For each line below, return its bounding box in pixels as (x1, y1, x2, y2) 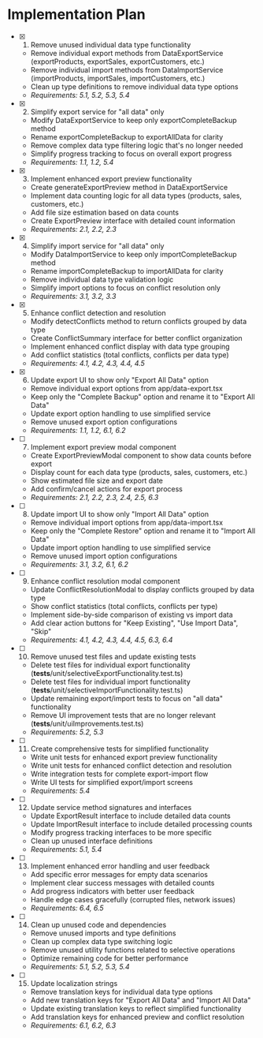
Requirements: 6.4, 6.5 (30, 903, 104, 913)
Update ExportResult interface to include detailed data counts (30, 811, 232, 820)
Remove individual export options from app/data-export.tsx (30, 383, 224, 393)
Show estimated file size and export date (30, 476, 163, 485)
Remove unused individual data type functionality (30, 39, 191, 49)
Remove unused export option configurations (30, 416, 178, 427)
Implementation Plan (7, 6, 146, 24)
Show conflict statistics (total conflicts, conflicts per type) (30, 601, 218, 610)
